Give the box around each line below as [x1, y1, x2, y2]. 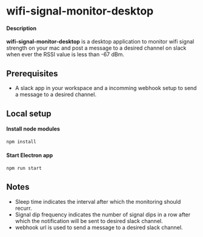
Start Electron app [6, 152, 53, 159]
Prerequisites [6, 68, 58, 79]
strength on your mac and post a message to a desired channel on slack [6, 44, 187, 52]
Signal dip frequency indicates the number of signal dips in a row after [15, 210, 191, 218]
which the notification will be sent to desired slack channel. [15, 217, 163, 224]
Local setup [6, 108, 52, 118]
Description [6, 24, 37, 31]
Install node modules [6, 125, 61, 132]
